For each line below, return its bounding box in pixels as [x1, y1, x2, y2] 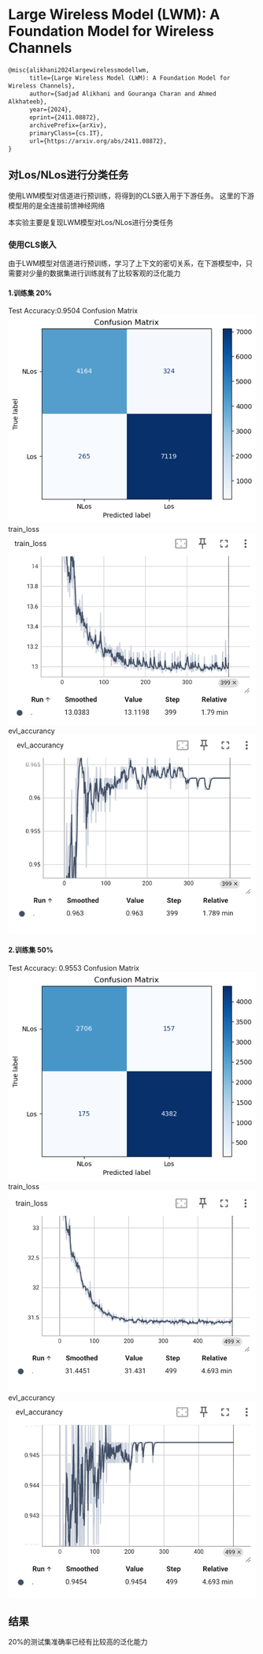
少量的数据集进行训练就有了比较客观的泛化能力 [28, 268, 181, 278]
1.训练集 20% [8, 288, 53, 297]
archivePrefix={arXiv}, [28, 121, 108, 129]
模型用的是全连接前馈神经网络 [8, 200, 105, 210]
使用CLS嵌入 [8, 239, 57, 250]
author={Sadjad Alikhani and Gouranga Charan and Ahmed [28, 89, 217, 98]
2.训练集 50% [8, 945, 54, 955]
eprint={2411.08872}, [28, 113, 101, 122]
